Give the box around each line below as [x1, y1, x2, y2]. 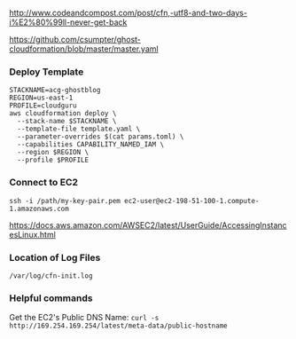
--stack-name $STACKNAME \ [17, 117, 117, 126]
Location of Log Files [9, 251, 101, 264]
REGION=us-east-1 [9, 93, 74, 103]
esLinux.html [9, 229, 56, 240]
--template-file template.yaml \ [17, 124, 141, 134]
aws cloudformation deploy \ [9, 109, 117, 118]
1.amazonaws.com [9, 204, 69, 213]
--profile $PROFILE [17, 155, 90, 165]
